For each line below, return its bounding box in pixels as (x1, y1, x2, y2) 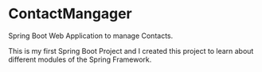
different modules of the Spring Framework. (8, 55, 152, 64)
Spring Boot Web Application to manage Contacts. (8, 31, 174, 40)
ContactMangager (8, 5, 133, 23)
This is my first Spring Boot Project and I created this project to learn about (8, 46, 254, 55)
